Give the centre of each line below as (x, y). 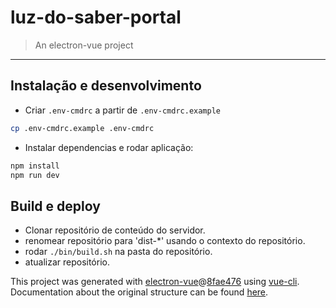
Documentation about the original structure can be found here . (139, 292)
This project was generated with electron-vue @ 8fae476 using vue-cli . (155, 282)
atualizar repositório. (67, 262)
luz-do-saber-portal (96, 17)
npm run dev (35, 175)
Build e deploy (55, 206)
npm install (35, 166)
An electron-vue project (84, 45)
